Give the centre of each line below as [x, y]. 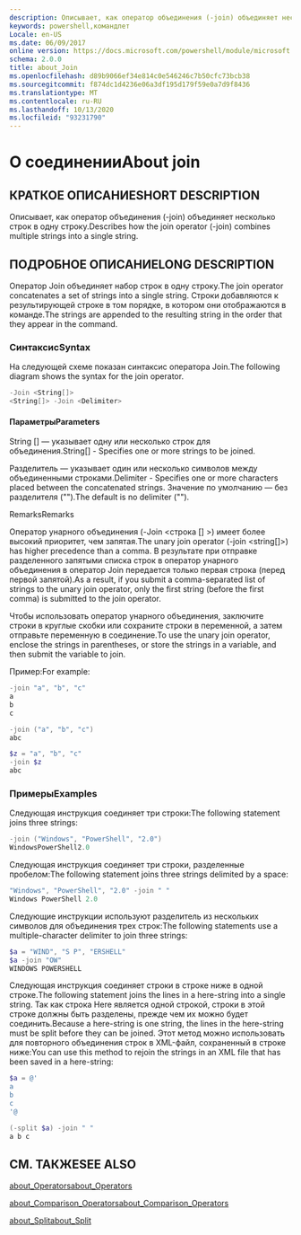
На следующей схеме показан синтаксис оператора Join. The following [145, 367]
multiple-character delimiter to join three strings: [99, 935]
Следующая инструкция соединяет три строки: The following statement [145, 813]
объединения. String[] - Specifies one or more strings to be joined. [133, 451]
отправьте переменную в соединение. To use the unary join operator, [140, 635]
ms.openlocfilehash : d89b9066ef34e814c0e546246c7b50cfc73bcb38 [130, 76]
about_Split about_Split [51, 1221]
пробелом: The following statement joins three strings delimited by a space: [149, 874]
